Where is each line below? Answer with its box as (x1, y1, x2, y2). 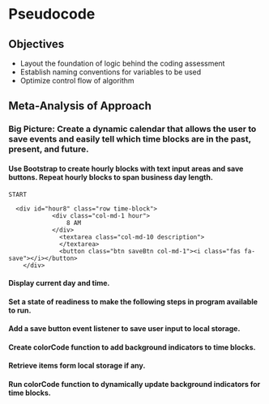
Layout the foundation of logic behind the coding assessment (19, 58, 225, 68)
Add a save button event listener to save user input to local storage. (8, 324, 241, 334)
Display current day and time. (8, 279, 110, 288)
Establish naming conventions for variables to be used (19, 67, 202, 77)
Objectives (8, 37, 65, 51)
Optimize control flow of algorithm (19, 76, 135, 85)
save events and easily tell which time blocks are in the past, (8, 134, 251, 145)
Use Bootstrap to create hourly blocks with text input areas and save (8, 164, 244, 173)
